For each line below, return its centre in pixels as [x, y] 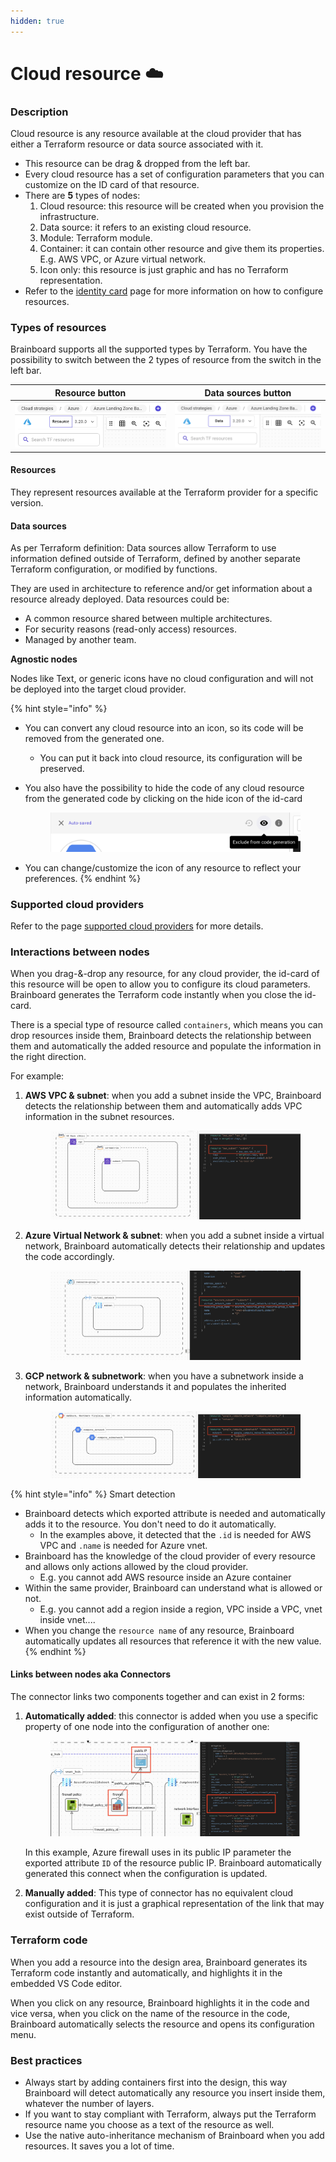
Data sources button [248, 392]
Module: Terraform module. [96, 238]
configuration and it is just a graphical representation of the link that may [174, 1904]
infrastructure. [69, 217]
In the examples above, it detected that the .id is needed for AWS [175, 1534]
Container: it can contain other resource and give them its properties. [182, 249]
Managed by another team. [80, 640]
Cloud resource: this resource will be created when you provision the [182, 206]
